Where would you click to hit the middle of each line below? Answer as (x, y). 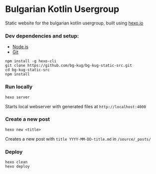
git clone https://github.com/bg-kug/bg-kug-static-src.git (69, 66)
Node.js (20, 47)
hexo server (17, 97)
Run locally (19, 87)
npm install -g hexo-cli (31, 61)
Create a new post (28, 119)
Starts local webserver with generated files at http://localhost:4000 (76, 106)
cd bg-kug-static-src (28, 70)
